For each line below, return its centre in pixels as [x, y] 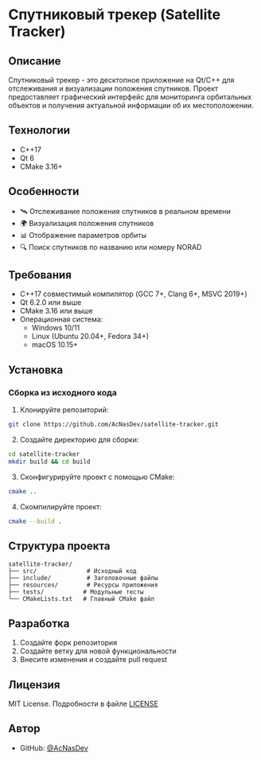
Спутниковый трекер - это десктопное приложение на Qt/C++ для [121, 80]
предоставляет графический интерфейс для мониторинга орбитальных [130, 97]
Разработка [39, 624]
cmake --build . [35, 521]
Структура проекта [59, 546]
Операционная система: [61, 319]
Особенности [44, 191]
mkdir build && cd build [49, 462]
